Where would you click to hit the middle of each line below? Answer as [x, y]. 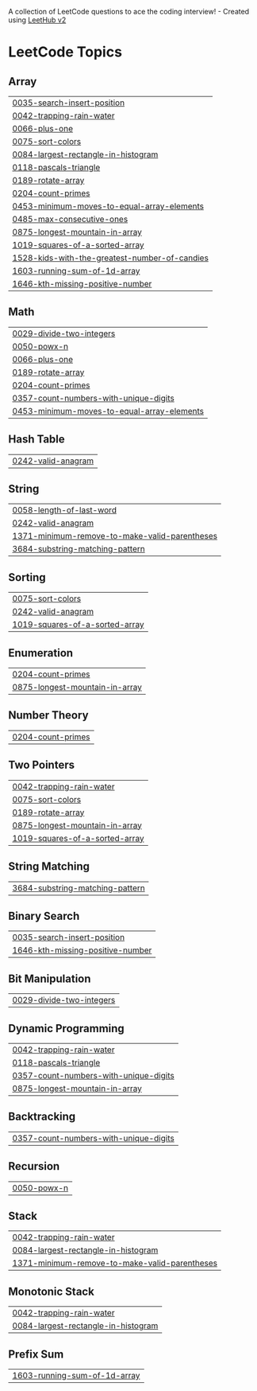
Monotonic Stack [52, 1291]
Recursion [34, 1166]
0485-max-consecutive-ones [70, 219]
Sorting [27, 577]
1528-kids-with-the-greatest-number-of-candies [110, 258]
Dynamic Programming [66, 1029]
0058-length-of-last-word [65, 510]
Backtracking [42, 1117]
